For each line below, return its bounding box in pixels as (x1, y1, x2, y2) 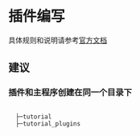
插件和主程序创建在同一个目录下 (8, 87, 133, 98)
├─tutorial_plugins (15, 119, 81, 128)
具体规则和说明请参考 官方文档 (8, 35, 107, 45)
